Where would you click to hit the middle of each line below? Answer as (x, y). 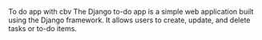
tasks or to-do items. (43, 28)
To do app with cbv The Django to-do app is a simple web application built (131, 12)
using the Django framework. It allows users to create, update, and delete (129, 20)
